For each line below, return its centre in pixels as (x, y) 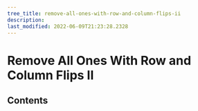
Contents (28, 100)
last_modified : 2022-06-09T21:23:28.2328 (68, 26)
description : (26, 20)
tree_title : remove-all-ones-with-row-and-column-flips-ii (94, 13)
